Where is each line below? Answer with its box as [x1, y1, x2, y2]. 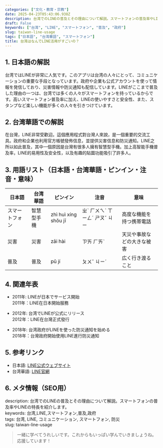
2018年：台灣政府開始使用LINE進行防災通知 [12, 333, 99, 338]
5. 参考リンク [5, 349, 45, 357]
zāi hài [50, 238, 65, 245]
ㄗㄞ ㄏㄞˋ [82, 238, 105, 245]
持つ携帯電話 [122, 218, 151, 225]
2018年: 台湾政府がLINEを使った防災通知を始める [12, 327, 111, 333]
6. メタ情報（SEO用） [5, 384, 70, 392]
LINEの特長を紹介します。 [17, 404, 69, 410]
